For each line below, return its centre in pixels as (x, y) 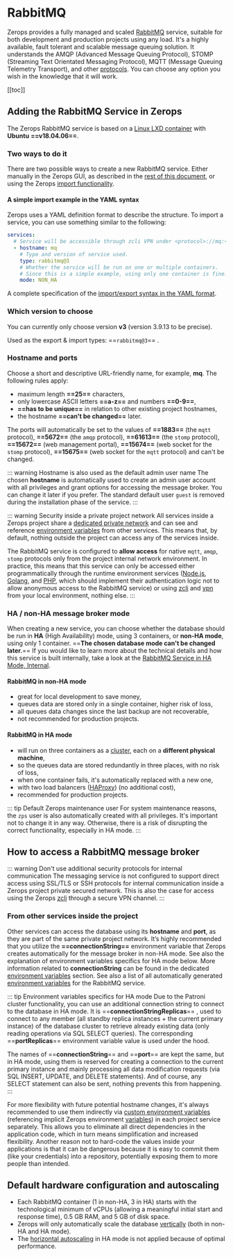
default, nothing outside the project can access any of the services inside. (113, 538)
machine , (31, 758)
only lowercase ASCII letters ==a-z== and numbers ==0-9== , (106, 401)
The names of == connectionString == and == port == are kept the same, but (116, 1054)
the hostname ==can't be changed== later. (79, 416)
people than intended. (38, 1163)
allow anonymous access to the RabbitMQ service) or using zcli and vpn (110, 588)
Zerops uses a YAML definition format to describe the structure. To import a (115, 215)
